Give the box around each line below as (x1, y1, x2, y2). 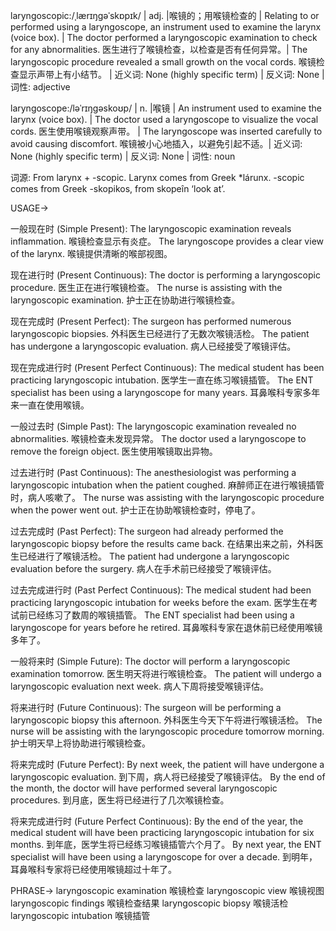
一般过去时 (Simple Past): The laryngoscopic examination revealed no (10, 420, 297, 432)
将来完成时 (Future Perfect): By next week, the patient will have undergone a (10, 759, 325, 770)
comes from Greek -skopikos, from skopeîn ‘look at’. (10, 183, 226, 194)
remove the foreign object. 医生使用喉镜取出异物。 (10, 445, 218, 457)
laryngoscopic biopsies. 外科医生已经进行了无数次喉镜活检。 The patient (10, 328, 310, 339)
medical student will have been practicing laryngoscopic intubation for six (10, 827, 315, 838)
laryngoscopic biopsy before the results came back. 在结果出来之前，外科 (10, 538, 315, 549)
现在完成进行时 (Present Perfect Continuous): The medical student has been (10, 362, 325, 373)
